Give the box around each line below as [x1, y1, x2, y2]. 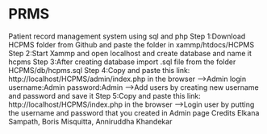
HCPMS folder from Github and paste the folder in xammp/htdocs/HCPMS [8, 39, 255, 49]
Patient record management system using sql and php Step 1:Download [8, 31, 246, 41]
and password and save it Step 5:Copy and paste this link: [8, 91, 202, 100]
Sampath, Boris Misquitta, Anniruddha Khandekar [8, 116, 173, 126]
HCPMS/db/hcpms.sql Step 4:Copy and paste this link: [8, 65, 190, 75]
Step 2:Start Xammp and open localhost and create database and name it [8, 48, 252, 58]
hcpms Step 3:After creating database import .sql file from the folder [8, 57, 236, 67]
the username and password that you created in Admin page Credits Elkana [8, 108, 260, 117]
